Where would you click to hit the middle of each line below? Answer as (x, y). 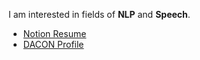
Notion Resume (54, 33)
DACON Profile (53, 44)
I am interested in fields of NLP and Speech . (99, 14)
